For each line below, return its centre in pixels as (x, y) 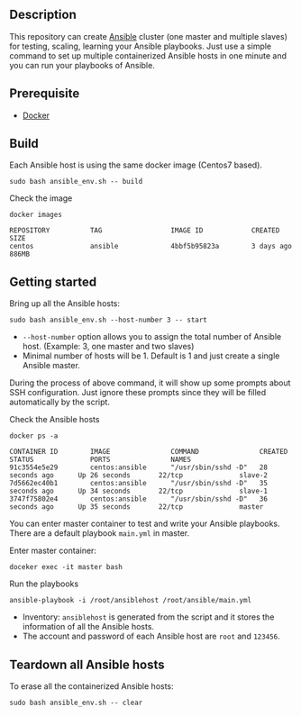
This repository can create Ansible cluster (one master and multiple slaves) (149, 36)
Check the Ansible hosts (55, 420)
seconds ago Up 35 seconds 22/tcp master (137, 507)
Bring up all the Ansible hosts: (64, 304)
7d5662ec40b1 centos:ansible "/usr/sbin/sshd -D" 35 (139, 484)
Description (43, 15)
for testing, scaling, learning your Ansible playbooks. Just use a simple (141, 46)
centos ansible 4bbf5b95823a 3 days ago (151, 247)
